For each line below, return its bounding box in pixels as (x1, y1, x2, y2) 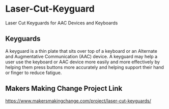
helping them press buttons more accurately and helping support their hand (5, 64, 164, 70)
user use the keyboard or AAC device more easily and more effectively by (5, 59, 160, 65)
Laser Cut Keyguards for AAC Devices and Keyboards (5, 20, 118, 26)
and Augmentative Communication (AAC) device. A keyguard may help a (5, 53, 158, 59)
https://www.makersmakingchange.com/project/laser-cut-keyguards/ (5, 97, 151, 104)
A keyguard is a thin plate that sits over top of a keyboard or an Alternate (5, 48, 158, 54)
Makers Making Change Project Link (5, 84, 123, 93)
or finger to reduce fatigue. (5, 69, 62, 76)
